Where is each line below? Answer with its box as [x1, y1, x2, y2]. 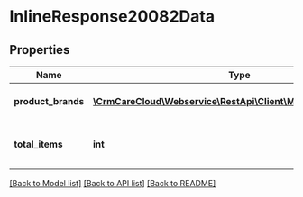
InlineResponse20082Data [9, 6, 215, 27]
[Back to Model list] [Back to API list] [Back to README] [9, 178, 216, 188]
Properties [9, 42, 70, 58]
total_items [14, 138, 63, 150]
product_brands [14, 95, 85, 107]
